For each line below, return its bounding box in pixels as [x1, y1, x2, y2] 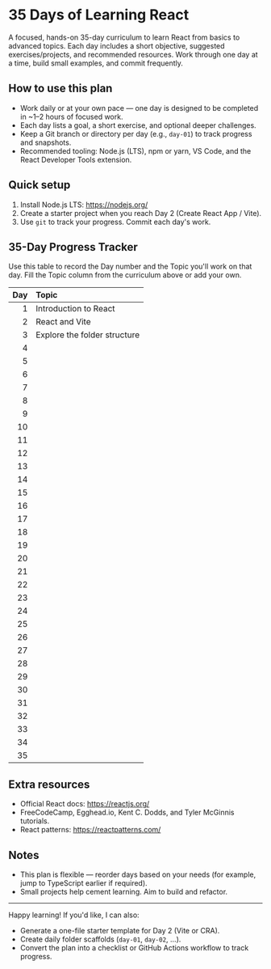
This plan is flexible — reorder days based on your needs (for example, [19, 870, 256, 879]
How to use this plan [8, 82, 113, 95]
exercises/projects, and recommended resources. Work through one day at [8, 49, 258, 59]
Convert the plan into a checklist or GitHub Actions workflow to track [19, 943, 249, 952]
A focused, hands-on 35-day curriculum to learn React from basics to [8, 32, 240, 42]
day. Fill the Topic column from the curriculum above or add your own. [8, 270, 242, 280]
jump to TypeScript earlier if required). [19, 878, 148, 887]
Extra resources [8, 777, 90, 791]
